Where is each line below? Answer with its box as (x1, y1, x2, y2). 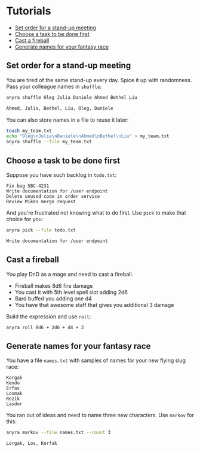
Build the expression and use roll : (6, 313, 91, 320)
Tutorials (6, 4, 51, 18)
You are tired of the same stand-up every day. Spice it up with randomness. (6, 76, 192, 83)
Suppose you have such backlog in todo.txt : (6, 171, 117, 178)
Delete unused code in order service (6, 193, 100, 199)
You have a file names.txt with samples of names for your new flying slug (6, 357, 186, 364)
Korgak (6, 375, 23, 381)
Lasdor (6, 401, 23, 407)
